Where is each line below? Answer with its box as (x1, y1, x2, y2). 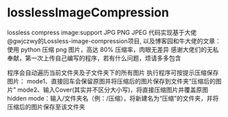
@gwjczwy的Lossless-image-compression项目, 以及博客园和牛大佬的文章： (7, 36, 221, 45)
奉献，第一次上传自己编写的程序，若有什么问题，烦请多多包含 (7, 53, 181, 62)
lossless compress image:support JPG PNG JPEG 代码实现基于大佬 (7, 28, 197, 36)
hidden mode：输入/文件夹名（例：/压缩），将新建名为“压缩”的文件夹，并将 (7, 94, 219, 102)
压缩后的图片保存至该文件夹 (7, 103, 86, 111)
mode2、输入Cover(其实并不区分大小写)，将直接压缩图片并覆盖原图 (17, 86, 209, 94)
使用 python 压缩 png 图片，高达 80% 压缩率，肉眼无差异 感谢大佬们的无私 (7, 45, 219, 53)
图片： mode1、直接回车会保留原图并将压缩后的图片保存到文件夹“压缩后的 (7, 77, 216, 85)
